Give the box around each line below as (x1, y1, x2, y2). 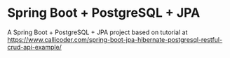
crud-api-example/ (7, 43, 62, 51)
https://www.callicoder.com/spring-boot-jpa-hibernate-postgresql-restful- (7, 35, 223, 43)
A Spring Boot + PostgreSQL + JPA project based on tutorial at (7, 28, 188, 36)
